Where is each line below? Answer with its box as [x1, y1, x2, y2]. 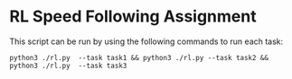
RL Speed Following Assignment [9, 6, 257, 27]
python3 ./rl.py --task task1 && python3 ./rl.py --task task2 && [9, 53, 269, 62]
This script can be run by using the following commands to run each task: [9, 36, 284, 47]
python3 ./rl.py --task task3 [9, 61, 127, 70]
